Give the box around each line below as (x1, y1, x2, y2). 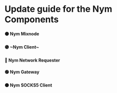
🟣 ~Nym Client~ (4, 44, 39, 50)
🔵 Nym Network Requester (4, 57, 60, 63)
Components (4, 14, 59, 25)
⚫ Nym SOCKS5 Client (4, 82, 53, 88)
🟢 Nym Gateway (4, 69, 40, 75)
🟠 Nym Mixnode (4, 31, 40, 36)
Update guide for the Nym (4, 3, 113, 15)
